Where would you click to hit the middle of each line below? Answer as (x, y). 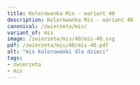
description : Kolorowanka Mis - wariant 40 (70, 20)
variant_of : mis (30, 33)
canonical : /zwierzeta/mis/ (47, 26)
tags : (15, 58)
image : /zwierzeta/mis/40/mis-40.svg (61, 39)
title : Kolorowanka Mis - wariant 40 (61, 13)
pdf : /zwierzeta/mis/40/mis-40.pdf (58, 45)
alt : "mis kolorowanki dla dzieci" (58, 52)
